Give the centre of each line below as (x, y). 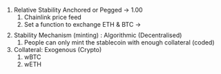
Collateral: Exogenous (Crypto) (58, 50)
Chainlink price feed (52, 17)
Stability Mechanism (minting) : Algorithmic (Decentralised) (98, 35)
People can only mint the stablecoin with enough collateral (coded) (119, 42)
